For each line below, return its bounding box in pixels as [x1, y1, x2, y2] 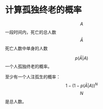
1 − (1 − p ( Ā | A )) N [65, 82, 98, 88]
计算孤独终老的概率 [5, 4, 82, 16]
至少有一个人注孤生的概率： [5, 74, 61, 80]
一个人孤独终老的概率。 [5, 63, 52, 69]
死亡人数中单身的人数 [5, 45, 48, 51]
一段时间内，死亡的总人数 [5, 29, 56, 35]
